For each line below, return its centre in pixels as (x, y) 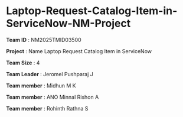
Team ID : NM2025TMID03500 (44, 40)
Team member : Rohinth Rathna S (47, 108)
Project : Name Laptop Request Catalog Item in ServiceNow (79, 51)
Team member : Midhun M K (41, 85)
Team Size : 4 (23, 63)
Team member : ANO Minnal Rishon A (53, 97)
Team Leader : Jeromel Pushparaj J (50, 74)
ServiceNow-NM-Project (68, 23)
